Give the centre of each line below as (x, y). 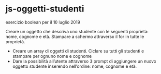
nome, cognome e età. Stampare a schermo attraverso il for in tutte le (75, 37)
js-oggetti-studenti (45, 9)
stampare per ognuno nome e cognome (52, 56)
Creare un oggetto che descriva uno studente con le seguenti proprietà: (77, 31)
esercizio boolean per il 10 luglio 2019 (43, 22)
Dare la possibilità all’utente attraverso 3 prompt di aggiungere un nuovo (84, 61)
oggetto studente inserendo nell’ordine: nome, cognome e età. (74, 66)
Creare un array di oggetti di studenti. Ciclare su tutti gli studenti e (78, 51)
